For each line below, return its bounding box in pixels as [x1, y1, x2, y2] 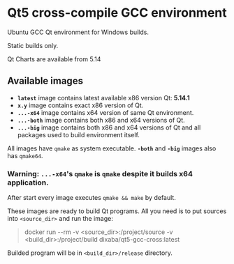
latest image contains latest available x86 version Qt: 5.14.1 [17, 93, 190, 102]
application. [7, 178, 49, 187]
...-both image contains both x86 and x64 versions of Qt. [17, 116, 185, 124]
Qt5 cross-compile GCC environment [7, 5, 227, 21]
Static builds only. [7, 41, 59, 49]
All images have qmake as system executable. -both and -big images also [7, 144, 217, 153]
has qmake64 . [7, 151, 43, 160]
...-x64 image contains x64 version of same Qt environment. [17, 108, 194, 116]
